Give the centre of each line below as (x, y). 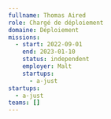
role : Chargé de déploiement (56, 23)
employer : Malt (47, 67)
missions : (24, 37)
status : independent (56, 59)
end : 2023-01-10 (49, 52)
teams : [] (24, 103)
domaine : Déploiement (44, 30)
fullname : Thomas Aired (47, 15)
